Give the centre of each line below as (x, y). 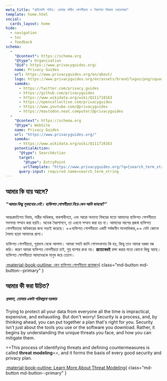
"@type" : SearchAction (42, 153)
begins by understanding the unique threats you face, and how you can (79, 332)
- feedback (21, 42)
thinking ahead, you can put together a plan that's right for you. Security (79, 322)
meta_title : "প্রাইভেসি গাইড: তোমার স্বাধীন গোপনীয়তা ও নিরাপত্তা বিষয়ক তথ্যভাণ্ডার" (67, 10)
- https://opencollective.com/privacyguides (65, 102)
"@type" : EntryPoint (45, 162)
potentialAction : (32, 149)
